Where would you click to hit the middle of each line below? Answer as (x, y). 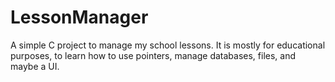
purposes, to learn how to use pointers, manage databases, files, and (153, 55)
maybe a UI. (35, 66)
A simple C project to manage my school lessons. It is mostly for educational (168, 45)
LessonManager (79, 17)
